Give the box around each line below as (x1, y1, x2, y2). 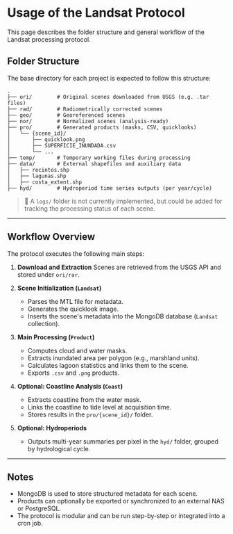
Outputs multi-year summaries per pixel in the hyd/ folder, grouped (27, 437, 218, 446)
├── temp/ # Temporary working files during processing (7, 154, 191, 161)
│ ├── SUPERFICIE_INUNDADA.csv (7, 142, 116, 149)
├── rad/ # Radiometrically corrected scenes (7, 106, 163, 113)
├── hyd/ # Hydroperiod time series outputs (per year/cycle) (7, 184, 213, 192)
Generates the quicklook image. (27, 305, 119, 313)
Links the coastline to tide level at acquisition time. (27, 403, 172, 411)
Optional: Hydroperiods (17, 423, 87, 432)
